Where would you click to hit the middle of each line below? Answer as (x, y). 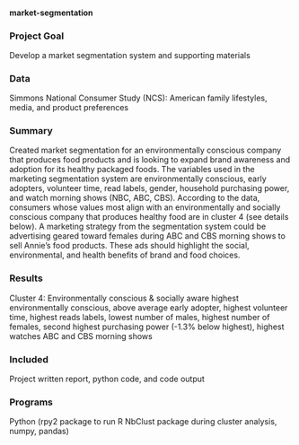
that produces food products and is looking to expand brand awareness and (150, 160)
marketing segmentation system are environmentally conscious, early (138, 179)
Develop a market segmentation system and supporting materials (130, 55)
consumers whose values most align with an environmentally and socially (145, 207)
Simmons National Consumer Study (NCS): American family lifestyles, (138, 98)
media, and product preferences (69, 108)
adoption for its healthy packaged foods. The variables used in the (132, 170)
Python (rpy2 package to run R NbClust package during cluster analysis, (143, 422)
